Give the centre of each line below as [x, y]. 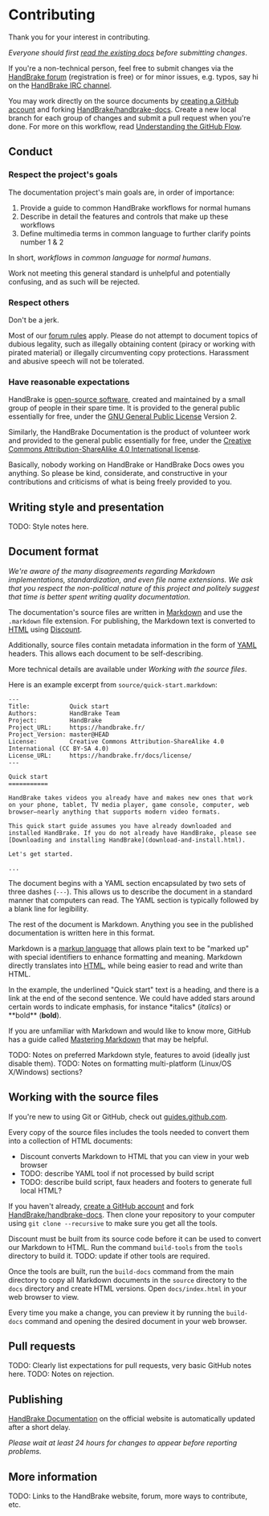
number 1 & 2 [42, 242]
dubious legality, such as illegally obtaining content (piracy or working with [132, 344]
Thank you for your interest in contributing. [79, 37]
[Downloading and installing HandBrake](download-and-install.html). [127, 840]
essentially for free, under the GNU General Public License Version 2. [123, 416]
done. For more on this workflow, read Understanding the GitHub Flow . [125, 126]
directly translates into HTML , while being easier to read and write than [126, 965]
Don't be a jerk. [34, 320]
